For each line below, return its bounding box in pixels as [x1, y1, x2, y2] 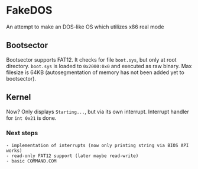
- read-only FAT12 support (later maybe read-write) [6, 152, 139, 159]
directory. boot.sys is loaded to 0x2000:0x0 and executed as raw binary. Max [6, 62, 192, 69]
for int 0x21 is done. [6, 114, 57, 122]
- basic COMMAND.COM [6, 158, 57, 164]
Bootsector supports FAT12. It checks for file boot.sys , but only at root [6, 56, 177, 63]
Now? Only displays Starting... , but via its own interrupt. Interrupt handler [6, 108, 189, 115]
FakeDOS [6, 4, 53, 17]
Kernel [6, 93, 31, 103]
